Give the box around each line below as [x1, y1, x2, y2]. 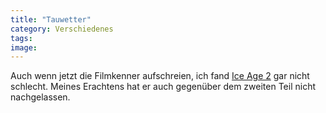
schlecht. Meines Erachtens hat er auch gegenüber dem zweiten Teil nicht [10, 81, 316, 93]
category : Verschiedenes [10, 24, 114, 34]
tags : [10, 33, 33, 43]
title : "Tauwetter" [10, 14, 92, 25]
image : [10, 42, 38, 53]
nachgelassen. [10, 91, 71, 103]
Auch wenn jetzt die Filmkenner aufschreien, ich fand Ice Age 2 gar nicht [10, 70, 310, 82]
